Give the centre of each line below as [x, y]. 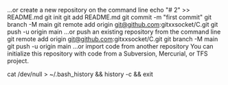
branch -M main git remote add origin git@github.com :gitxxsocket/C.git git [113, 24]
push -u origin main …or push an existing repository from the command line [114, 32]
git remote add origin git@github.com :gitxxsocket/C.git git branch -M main [113, 39]
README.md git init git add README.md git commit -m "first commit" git [109, 17]
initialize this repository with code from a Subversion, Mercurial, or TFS [107, 53]
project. [18, 61]
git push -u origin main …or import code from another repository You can [111, 46]
